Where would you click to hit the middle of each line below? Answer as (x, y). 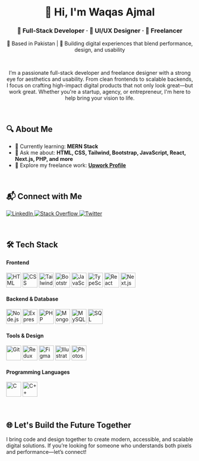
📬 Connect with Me (44, 196)
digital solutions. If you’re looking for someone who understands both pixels (99, 446)
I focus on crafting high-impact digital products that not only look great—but (100, 86)
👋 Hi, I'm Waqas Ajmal (100, 12)
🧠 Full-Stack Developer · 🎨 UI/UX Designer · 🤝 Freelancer (100, 31)
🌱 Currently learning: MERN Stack (56, 146)
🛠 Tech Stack (32, 244)
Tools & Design (25, 336)
